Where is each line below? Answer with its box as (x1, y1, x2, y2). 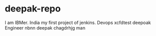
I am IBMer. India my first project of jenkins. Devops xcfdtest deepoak (5, 19, 151, 25)
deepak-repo (5, 3, 61, 14)
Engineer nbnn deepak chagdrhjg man (5, 24, 86, 30)
